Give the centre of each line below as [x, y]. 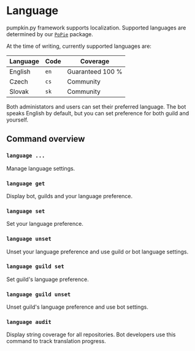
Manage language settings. [41, 168]
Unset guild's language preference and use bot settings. [77, 307]
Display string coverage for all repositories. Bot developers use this [91, 334]
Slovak [19, 91]
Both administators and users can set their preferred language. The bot [96, 106]
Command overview [46, 139]
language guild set [35, 267]
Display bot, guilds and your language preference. [70, 196]
